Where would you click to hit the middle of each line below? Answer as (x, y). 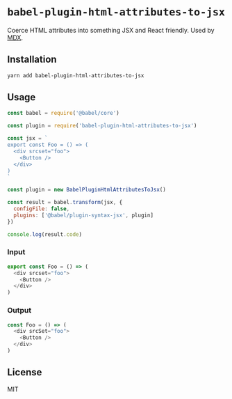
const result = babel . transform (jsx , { (65, 203)
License (25, 372)
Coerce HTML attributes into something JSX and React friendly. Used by (111, 30)
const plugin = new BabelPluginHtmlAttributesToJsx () (87, 190)
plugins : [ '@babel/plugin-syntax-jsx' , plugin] (84, 215)
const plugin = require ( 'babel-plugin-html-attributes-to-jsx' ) (102, 126)
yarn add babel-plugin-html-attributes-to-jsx (76, 75)
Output (19, 311)
